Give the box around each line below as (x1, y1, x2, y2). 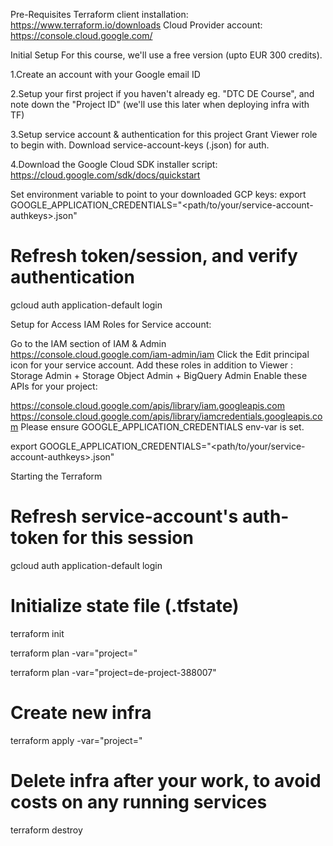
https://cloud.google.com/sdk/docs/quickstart (10, 169, 201, 181)
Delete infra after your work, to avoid (10, 769, 322, 792)
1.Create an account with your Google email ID (10, 69, 201, 80)
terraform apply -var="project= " (10, 734, 143, 746)
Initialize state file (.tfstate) (10, 595, 240, 618)
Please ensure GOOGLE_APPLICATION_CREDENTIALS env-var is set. (20, 420, 305, 433)
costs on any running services (10, 790, 268, 813)
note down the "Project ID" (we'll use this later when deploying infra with (10, 99, 310, 110)
